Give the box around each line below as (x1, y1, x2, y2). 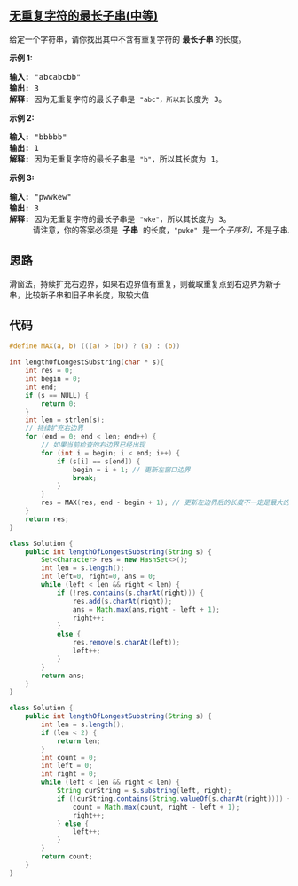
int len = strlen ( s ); (25, 415, 105, 424)
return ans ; (41, 671, 86, 680)
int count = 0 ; (41, 753, 98, 762)
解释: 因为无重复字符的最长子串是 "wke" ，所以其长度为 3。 (9, 214, 231, 224)
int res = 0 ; (25, 367, 74, 376)
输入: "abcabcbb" (9, 72, 82, 82)
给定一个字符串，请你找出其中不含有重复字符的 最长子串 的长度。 (9, 34, 247, 44)
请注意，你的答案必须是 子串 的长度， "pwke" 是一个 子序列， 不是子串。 (32, 225, 296, 235)
